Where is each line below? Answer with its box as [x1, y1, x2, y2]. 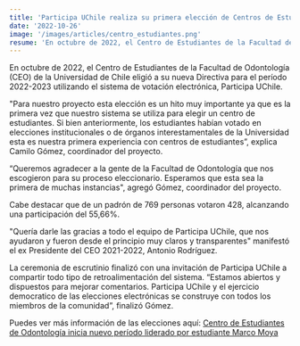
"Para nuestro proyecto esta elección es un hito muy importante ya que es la [9, 99, 291, 110]
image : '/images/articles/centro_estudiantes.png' [9, 29, 202, 38]
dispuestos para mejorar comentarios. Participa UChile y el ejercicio [9, 282, 260, 292]
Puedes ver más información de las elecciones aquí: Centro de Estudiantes [9, 317, 285, 328]
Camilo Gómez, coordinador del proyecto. [9, 146, 163, 157]
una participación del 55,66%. [9, 209, 121, 219]
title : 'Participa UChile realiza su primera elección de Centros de [9, 12, 274, 22]
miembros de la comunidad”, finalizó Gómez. [9, 301, 174, 311]
